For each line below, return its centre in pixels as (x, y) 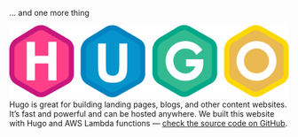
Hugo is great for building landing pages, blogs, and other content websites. (148, 104)
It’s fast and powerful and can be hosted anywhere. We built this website (142, 114)
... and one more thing (50, 13)
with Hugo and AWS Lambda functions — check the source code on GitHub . (149, 124)
